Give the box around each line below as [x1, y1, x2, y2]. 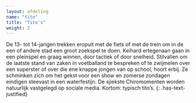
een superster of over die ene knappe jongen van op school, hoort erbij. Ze [6, 66, 188, 73]
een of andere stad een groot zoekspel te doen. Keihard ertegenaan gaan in [6, 47, 190, 54]
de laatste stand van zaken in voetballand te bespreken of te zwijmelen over [6, 60, 190, 67]
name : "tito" [6, 14, 38, 20]
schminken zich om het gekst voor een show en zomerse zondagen [6, 72, 171, 79]
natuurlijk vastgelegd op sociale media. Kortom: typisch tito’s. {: [6, 84, 160, 91]
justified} [6, 91, 28, 98]
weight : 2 [6, 25, 31, 31]
